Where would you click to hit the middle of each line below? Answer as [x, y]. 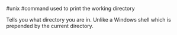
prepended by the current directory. [50, 26]
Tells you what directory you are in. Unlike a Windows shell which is [89, 20]
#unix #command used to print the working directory [70, 8]
